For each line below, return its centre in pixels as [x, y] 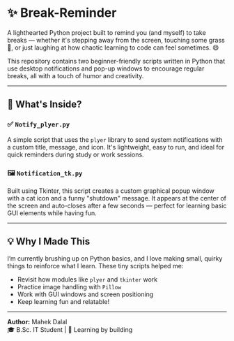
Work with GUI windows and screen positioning [85, 294]
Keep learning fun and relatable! [63, 301]
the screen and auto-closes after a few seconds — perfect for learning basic [117, 205]
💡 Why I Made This [49, 241]
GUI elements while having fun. [52, 213]
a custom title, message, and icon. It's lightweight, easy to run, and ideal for [116, 147]
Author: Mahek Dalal [37, 321]
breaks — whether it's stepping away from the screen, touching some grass [116, 40]
